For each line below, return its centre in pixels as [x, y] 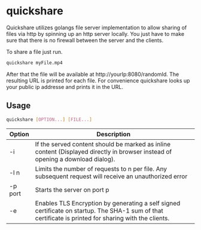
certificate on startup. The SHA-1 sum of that [99, 210]
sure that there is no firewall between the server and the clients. [85, 40]
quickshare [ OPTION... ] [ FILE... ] [49, 119]
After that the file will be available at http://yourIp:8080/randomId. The [93, 74]
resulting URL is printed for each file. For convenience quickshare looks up [98, 80]
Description [113, 134]
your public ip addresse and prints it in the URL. [65, 87]
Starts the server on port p [72, 189]
